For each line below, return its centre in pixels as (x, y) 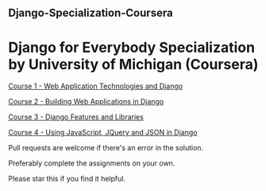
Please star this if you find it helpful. (67, 179)
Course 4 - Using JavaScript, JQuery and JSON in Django (103, 133)
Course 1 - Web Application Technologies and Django (96, 86)
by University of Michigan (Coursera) (133, 64)
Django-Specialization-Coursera (91, 13)
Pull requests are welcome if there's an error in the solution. (106, 148)
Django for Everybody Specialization (132, 47)
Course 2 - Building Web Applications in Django (86, 102)
